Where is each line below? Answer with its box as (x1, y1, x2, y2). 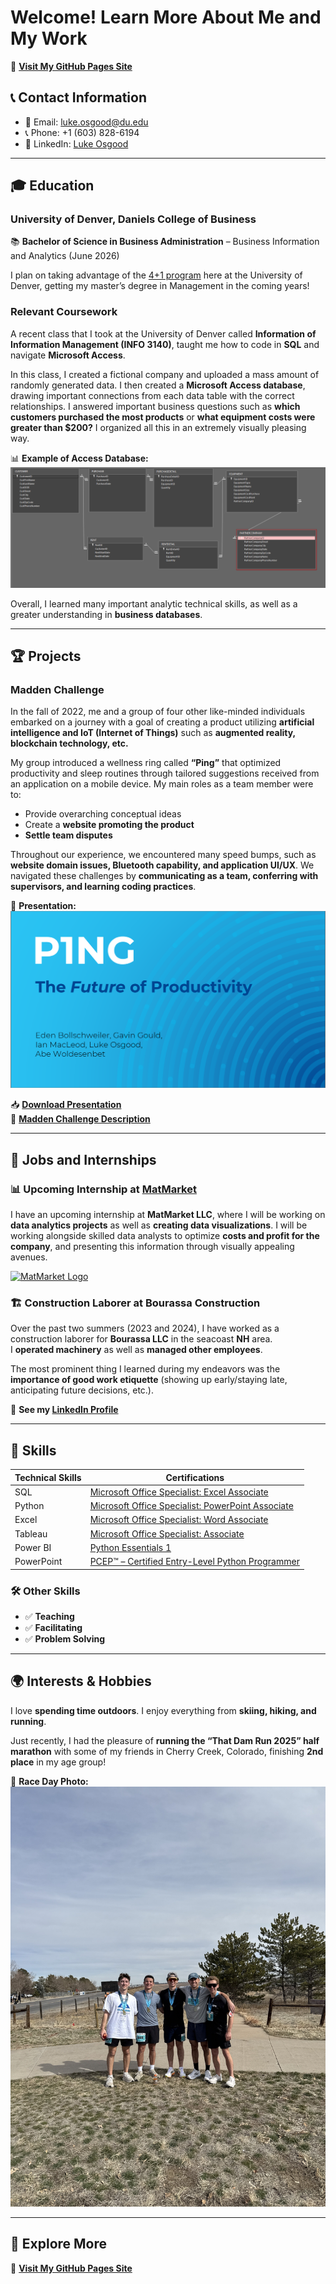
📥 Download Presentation (10, 1099, 122, 1111)
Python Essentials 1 (89, 1541, 172, 1553)
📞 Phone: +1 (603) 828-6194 (24, 126, 140, 138)
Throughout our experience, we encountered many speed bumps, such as (10, 849, 317, 861)
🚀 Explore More (10, 2236, 108, 2253)
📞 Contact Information (10, 89, 147, 106)
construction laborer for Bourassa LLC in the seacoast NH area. (10, 1333, 273, 1345)
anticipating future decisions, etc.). (10, 1384, 154, 1396)
